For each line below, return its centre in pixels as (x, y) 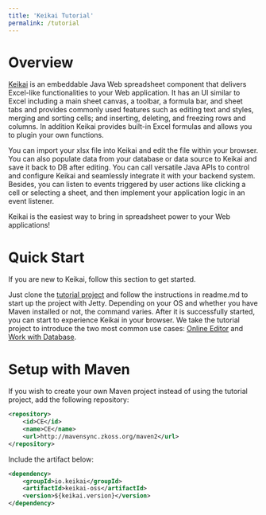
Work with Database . (42, 337)
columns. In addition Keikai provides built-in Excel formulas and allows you (130, 127)
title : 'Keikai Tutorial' (51, 16)
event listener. (31, 201)
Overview (41, 62)
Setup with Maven (69, 369)
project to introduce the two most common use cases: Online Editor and (126, 329)
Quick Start (46, 257)
